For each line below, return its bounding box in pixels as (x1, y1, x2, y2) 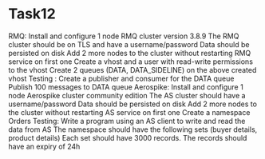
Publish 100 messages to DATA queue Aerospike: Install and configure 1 (8, 81, 243, 92)
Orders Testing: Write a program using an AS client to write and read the (8, 116, 246, 125)
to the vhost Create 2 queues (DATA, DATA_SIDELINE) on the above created (8, 65, 257, 74)
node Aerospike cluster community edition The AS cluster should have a (8, 90, 246, 100)
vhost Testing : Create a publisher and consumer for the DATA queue (8, 74, 235, 83)
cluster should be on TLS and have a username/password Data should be (8, 39, 250, 49)
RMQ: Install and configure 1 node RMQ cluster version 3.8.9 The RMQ (8, 31, 239, 41)
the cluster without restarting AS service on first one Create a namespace (8, 107, 251, 117)
